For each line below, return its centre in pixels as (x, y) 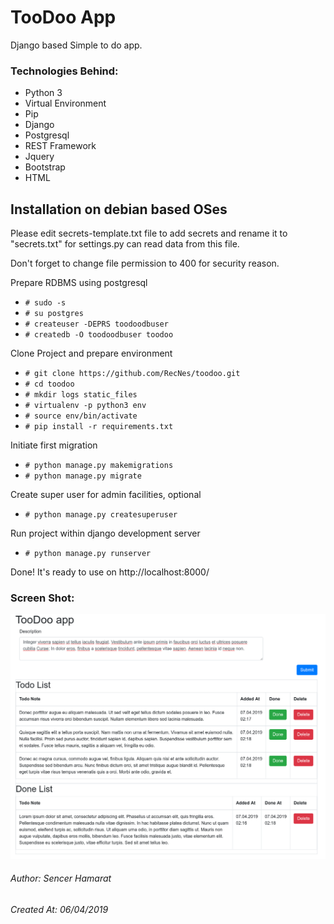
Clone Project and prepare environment (91, 353)
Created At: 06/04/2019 (59, 909)
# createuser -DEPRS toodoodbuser (96, 324)
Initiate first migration (54, 445)
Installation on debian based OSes (119, 209)
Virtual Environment (65, 103)
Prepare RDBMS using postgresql (79, 283)
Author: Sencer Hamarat (61, 878)
